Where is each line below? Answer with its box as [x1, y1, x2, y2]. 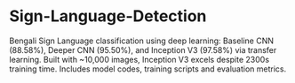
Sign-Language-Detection [9, 6, 207, 26]
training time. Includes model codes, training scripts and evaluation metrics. [9, 64, 287, 74]
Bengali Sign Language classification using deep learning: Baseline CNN [9, 35, 274, 46]
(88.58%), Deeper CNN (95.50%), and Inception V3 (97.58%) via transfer [9, 44, 277, 55]
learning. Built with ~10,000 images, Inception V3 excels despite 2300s [9, 54, 269, 64]
